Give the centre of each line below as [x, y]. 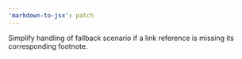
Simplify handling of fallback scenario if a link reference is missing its [121, 38]
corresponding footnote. [48, 46]
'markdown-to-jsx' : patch [51, 15]
